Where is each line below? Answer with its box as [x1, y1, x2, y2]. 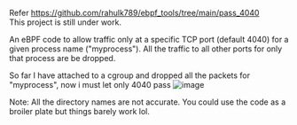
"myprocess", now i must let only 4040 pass [9, 80, 171, 90]
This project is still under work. [9, 17, 122, 27]
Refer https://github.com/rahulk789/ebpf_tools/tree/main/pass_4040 [9, 8, 260, 18]
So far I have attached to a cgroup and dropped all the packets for [9, 70, 251, 81]
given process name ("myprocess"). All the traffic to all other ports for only [9, 43, 283, 54]
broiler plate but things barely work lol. [9, 106, 151, 116]
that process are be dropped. [9, 53, 116, 63]
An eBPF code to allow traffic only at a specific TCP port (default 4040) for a [9, 35, 289, 44]
